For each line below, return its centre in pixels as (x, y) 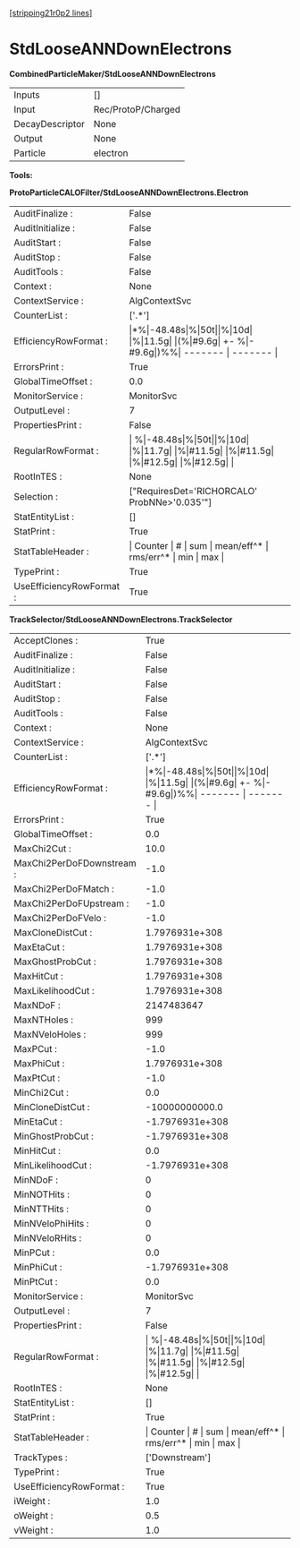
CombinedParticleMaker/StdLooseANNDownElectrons (112, 73)
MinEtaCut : (38, 1121)
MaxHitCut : (39, 976)
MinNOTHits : (42, 1194)
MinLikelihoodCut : (53, 1165)
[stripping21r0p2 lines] (51, 13)
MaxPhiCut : (39, 1063)
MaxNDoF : (37, 1005)
